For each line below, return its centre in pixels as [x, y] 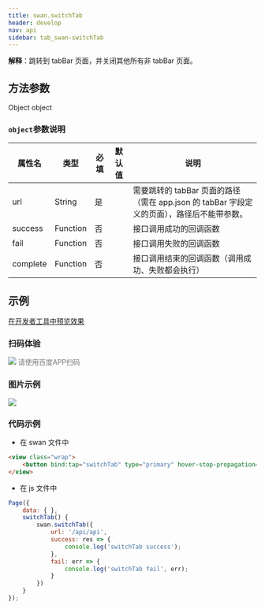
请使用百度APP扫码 [49, 362]
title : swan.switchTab [45, 15]
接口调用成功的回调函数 [176, 229]
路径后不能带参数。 [212, 214]
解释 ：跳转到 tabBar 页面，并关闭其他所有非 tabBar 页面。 [103, 61]
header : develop [35, 23]
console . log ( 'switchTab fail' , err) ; [127, 569]
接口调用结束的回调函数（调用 [188, 258]
